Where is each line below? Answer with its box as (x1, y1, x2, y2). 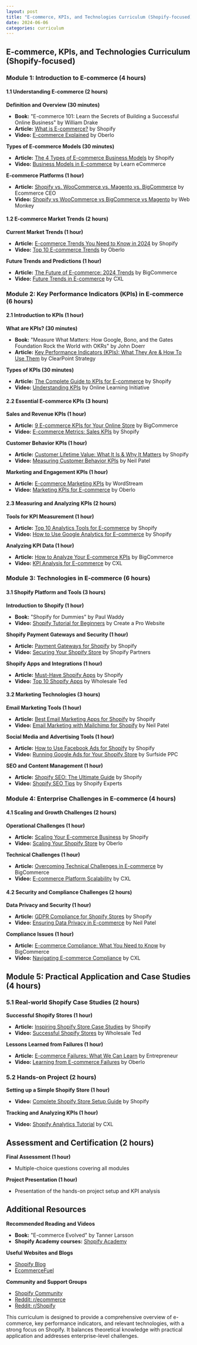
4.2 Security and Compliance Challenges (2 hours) (6, 889, 133, 896)
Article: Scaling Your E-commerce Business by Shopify (14, 833, 149, 840)
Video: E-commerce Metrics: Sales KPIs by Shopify (14, 428, 140, 435)
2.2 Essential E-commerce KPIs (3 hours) (6, 398, 108, 405)
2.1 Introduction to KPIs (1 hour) (6, 312, 84, 319)
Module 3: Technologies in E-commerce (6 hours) (6, 574, 151, 582)
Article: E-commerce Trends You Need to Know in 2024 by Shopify (14, 239, 178, 247)
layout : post (6, 8, 38, 15)
